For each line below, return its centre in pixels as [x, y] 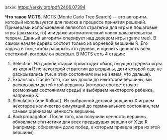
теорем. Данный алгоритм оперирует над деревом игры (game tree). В [81, 38]
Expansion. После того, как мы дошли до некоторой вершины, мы [82, 79]
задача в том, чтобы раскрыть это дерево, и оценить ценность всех [78, 49]
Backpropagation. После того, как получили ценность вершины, [80, 116]
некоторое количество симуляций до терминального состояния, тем [86, 106]
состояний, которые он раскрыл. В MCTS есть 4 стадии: [65, 54]
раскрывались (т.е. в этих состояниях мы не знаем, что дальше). [82, 74]
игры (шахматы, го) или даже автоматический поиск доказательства [79, 33]
